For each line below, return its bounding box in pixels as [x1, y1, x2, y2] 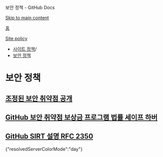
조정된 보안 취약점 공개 [5, 94, 73, 103]
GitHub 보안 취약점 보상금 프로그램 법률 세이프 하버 [5, 113, 158, 122]
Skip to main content [5, 15, 49, 20]
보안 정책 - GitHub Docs [5, 5, 55, 10]
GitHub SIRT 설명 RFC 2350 [5, 132, 94, 141]
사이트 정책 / [12, 46, 37, 52]
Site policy [5, 35, 28, 41]
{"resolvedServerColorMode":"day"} [5, 146, 83, 152]
